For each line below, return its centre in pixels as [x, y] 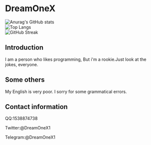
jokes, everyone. [22, 64]
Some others [25, 80]
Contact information [37, 107]
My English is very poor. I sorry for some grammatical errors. [66, 91]
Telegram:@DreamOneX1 [30, 137]
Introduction [24, 47]
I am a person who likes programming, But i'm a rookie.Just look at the [76, 59]
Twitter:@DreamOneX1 [28, 128]
